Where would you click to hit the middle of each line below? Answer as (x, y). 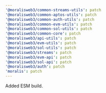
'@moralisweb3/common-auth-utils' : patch (50, 19)
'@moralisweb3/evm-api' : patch (38, 57)
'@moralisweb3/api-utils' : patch (41, 39)
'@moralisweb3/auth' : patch (35, 67)
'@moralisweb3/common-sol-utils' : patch (49, 29)
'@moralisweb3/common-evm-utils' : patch (49, 24)
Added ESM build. (24, 86)
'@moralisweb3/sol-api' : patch (38, 62)
